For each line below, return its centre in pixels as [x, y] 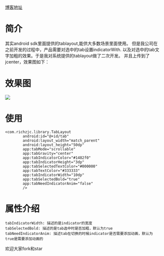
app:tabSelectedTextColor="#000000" [60, 166]
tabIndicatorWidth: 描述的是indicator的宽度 [49, 223]
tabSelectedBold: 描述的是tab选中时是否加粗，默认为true [59, 228]
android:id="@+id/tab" [46, 136]
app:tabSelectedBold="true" [51, 179]
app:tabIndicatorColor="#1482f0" [57, 158]
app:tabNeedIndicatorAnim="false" [58, 183]
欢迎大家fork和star [24, 248]
